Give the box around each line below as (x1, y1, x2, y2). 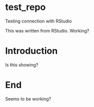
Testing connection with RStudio (5, 18, 72, 24)
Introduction (5, 45, 58, 56)
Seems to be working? (5, 95, 51, 101)
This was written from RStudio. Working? (5, 27, 89, 33)
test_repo (5, 1, 46, 13)
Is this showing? (5, 61, 38, 67)
